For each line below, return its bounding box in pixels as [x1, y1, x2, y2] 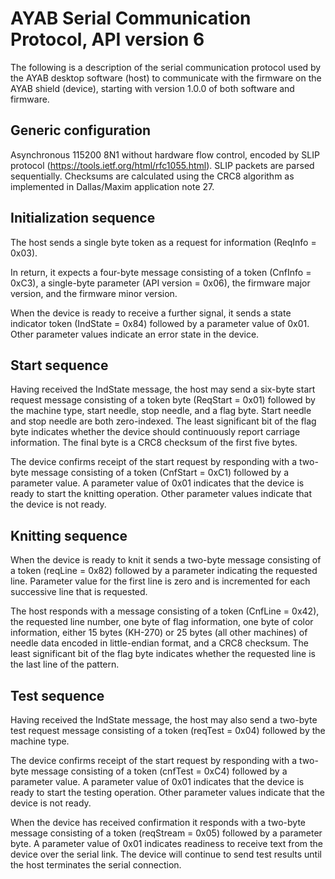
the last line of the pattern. [10, 658, 120, 671]
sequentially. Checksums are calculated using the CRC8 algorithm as [10, 170, 295, 182]
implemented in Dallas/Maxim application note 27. [10, 180, 215, 192]
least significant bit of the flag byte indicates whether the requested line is [10, 648, 316, 660]
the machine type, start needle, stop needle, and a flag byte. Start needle [10, 405, 312, 417]
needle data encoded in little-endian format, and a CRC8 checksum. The [10, 637, 309, 649]
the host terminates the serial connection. [10, 859, 182, 871]
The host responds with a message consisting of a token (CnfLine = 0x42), [10, 605, 320, 617]
